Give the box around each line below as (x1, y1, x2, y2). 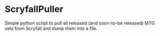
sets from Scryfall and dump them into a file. (5, 25, 98, 31)
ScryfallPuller (5, 3, 64, 15)
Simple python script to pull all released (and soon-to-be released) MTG (5, 20, 155, 26)
